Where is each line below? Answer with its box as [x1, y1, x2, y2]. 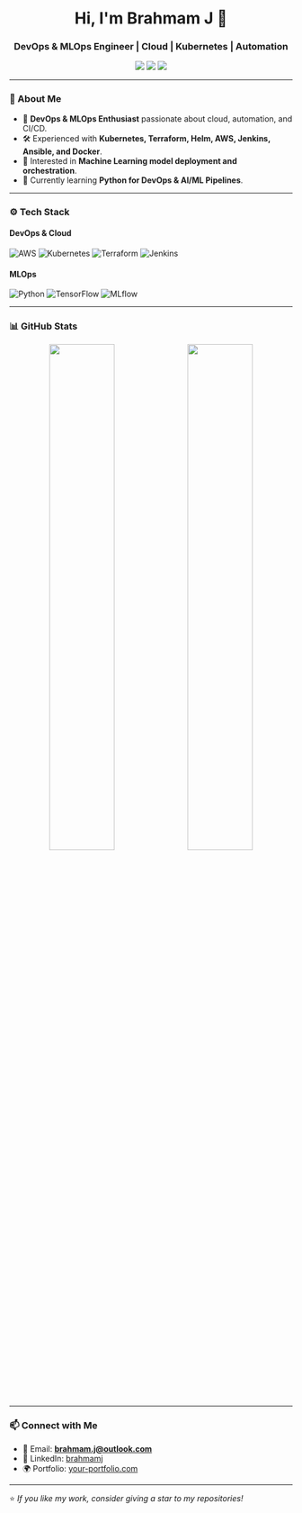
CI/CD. [22, 122, 48, 133]
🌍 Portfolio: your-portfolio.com [22, 1463, 138, 1473]
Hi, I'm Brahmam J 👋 [75, 8, 227, 29]
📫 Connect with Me [9, 1419, 98, 1432]
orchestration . [22, 165, 77, 176]
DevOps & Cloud [9, 228, 72, 239]
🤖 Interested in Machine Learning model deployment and [22, 155, 238, 166]
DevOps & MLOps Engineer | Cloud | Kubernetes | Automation [13, 41, 289, 53]
